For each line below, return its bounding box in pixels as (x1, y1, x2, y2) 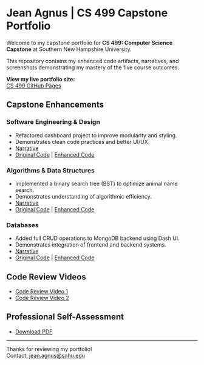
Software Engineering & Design (6, 118, 100, 126)
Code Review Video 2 (15, 295, 69, 302)
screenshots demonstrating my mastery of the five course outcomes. (6, 64, 180, 71)
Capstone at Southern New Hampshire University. (6, 46, 132, 53)
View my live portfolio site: (6, 75, 75, 83)
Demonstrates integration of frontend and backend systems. (15, 241, 166, 248)
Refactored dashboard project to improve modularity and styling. (15, 131, 177, 139)
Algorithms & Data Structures (6, 166, 95, 174)
